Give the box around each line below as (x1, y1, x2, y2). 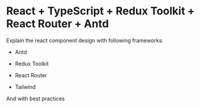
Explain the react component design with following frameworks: (6, 37, 163, 44)
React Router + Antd (6, 17, 109, 31)
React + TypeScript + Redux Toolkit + (6, 4, 195, 18)
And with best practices (6, 95, 65, 102)
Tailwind (14, 83, 36, 91)
